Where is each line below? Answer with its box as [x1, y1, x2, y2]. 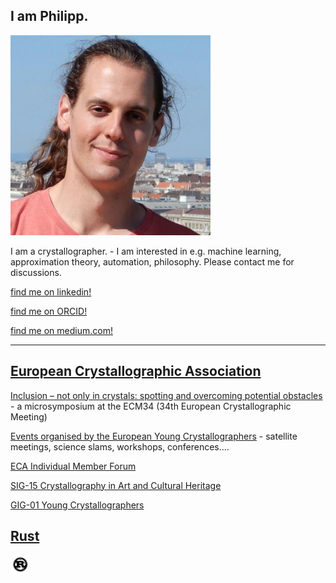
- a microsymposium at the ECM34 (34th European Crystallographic [10, 400, 292, 412]
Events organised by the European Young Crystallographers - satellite [10, 430, 298, 442]
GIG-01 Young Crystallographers [10, 499, 145, 511]
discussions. [10, 266, 62, 278]
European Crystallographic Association [10, 363, 262, 380]
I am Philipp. [10, 8, 89, 25]
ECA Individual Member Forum [10, 460, 137, 472]
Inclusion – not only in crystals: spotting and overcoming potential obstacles [10, 389, 323, 401]
